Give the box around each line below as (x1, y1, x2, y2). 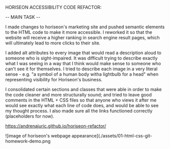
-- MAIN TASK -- (5, 14, 41, 20)
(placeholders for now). (5, 113, 54, 119)
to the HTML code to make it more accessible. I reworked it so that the (5, 29, 152, 35)
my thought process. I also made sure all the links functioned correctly (5, 108, 153, 114)
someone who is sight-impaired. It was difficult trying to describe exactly (5, 55, 158, 61)
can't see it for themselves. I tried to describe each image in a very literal (5, 66, 158, 72)
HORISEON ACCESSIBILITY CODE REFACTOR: (5, 5, 102, 10)
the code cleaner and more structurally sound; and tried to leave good (5, 92, 152, 97)
